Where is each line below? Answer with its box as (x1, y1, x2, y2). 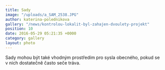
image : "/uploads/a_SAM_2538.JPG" (5, 12, 79, 17)
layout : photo (5, 41, 36, 46)
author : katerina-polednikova (5, 17, 70, 22)
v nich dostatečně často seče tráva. (5, 59, 81, 66)
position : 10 (5, 26, 33, 31)
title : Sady (5, 7, 31, 13)
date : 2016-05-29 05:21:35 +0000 (5, 31, 77, 36)
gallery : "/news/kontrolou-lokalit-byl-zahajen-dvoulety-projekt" (5, 21, 150, 27)
